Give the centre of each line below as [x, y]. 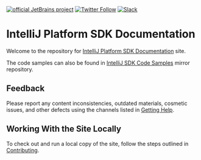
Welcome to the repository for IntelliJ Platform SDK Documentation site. [96, 51]
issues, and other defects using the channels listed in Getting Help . [90, 109]
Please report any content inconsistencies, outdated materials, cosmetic [97, 103]
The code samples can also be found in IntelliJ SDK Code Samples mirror [98, 63]
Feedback [26, 89]
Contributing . [23, 150]
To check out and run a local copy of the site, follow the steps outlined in [97, 144]
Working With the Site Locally [64, 129]
